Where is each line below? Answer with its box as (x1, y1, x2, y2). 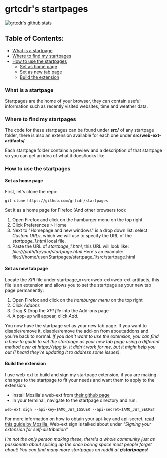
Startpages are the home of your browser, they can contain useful (5, 98, 141, 104)
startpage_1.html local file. (12, 238, 66, 244)
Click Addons (12, 302, 40, 308)
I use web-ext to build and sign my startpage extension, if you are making (5, 371, 157, 378)
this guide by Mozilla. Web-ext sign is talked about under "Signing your (5, 421, 151, 427)
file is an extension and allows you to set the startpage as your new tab (5, 282, 151, 288)
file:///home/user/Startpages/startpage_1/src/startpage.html (12, 254, 136, 260)
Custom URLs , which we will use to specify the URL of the (12, 233, 132, 239)
